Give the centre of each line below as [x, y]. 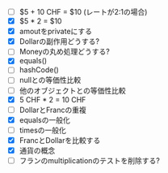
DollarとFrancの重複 [52, 110]
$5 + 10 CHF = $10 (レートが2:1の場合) [83, 12]
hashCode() [39, 70]
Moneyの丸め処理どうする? [65, 52]
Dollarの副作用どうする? [59, 41]
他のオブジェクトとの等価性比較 [72, 90]
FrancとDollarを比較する [60, 140]
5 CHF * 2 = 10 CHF [52, 99]
